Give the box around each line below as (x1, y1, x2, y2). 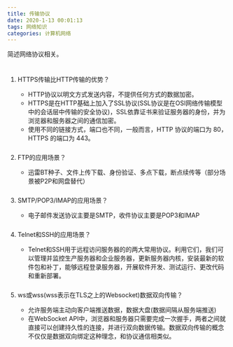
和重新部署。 (27, 271, 65, 280)
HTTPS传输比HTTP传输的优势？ (17, 75, 110, 84)
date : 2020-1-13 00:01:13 (7, 17, 83, 24)
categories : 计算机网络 (7, 29, 71, 37)
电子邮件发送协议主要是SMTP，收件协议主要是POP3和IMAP (27, 211, 200, 219)
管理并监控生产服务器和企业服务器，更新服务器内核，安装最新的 (34, 254, 218, 263)
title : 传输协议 (7, 10, 50, 18)
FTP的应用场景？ (17, 154, 66, 162)
